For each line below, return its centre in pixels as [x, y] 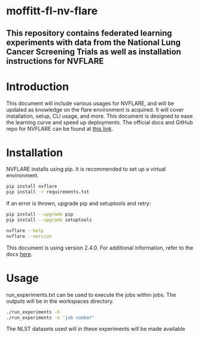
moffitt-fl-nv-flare [52, 11]
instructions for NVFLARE [55, 61]
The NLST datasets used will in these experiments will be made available [96, 329]
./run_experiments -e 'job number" [50, 318]
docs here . [19, 254]
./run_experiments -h [33, 312]
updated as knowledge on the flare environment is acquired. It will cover [95, 109]
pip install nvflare [32, 186]
